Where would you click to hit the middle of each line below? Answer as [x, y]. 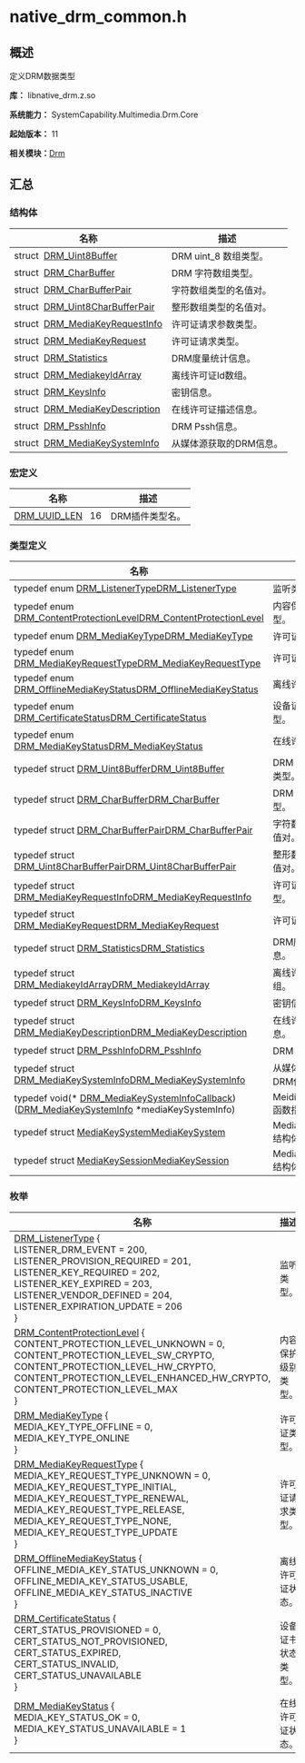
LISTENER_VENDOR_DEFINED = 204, [93, 1294]
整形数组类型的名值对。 [221, 307]
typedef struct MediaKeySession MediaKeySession [122, 1161]
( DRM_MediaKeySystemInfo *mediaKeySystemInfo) [125, 1110]
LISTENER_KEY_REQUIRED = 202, [87, 1272]
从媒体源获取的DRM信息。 [227, 443]
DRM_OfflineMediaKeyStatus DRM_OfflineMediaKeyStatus [136, 689]
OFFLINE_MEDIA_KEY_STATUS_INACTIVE [103, 1592]
